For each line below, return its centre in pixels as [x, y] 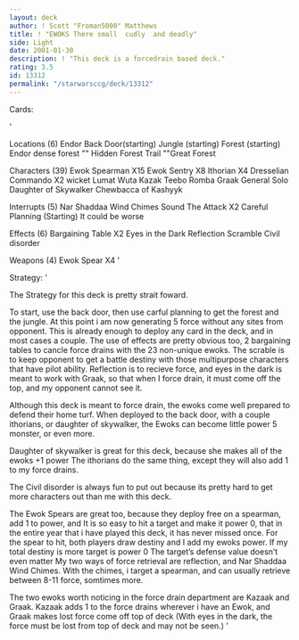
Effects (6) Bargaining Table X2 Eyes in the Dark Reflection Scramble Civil [145, 234]
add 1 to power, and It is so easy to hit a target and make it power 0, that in [146, 523]
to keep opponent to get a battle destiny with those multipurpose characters [149, 359]
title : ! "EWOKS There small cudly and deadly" [104, 34]
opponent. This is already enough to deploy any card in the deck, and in [141, 331]
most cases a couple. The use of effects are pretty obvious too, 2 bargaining [150, 341]
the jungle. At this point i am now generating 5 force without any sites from [146, 321]
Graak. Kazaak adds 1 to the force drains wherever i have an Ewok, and [140, 606]
